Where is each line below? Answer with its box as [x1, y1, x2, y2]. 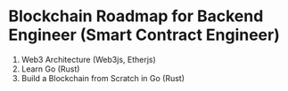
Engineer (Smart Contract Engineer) [8, 25, 280, 45]
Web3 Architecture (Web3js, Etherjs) [21, 54, 157, 64]
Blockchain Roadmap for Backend [8, 6, 264, 27]
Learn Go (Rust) [21, 64, 80, 74]
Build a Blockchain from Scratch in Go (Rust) [21, 72, 185, 83]
